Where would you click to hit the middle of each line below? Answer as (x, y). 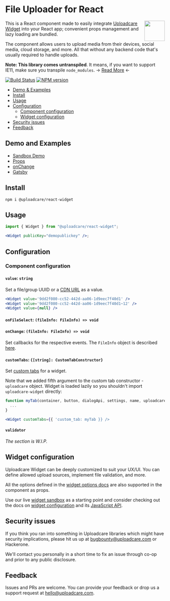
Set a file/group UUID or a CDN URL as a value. (54, 289)
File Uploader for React (54, 9)
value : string (19, 278)
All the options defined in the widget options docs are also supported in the (84, 485)
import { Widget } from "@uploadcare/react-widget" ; (62, 227)
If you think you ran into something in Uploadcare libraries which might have (85, 533)
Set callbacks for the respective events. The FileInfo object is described (81, 343)
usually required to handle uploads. (42, 55)
